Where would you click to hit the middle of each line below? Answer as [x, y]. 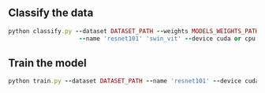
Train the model [47, 63]
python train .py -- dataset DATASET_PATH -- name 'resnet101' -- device [125, 81]
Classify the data [51, 13]
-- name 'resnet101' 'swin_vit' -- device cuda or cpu [167, 39]
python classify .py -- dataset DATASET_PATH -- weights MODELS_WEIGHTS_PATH [134, 31]
